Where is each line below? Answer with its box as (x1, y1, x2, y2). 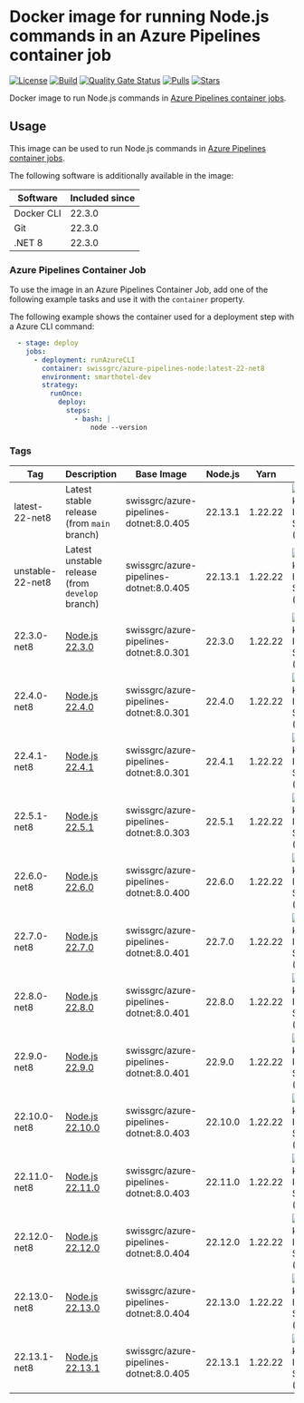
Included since (70, 191, 136, 204)
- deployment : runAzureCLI (33, 356, 136, 365)
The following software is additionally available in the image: (9, 170, 234, 180)
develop (65, 588, 99, 599)
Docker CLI (14, 207, 62, 219)
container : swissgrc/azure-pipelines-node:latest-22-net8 (42, 364, 265, 373)
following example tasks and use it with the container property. (9, 294, 245, 305)
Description (65, 467, 118, 480)
